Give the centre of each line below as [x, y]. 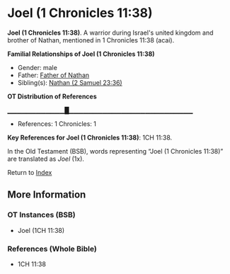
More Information [47, 195]
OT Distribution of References [52, 96]
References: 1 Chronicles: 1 [57, 124]
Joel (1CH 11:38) [41, 230]
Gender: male [38, 67]
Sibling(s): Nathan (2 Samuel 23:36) [70, 82]
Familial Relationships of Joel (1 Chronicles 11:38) [81, 54]
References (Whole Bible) [52, 249]
